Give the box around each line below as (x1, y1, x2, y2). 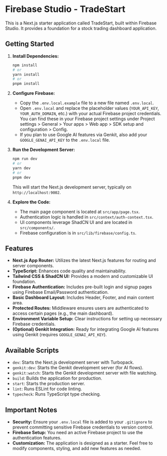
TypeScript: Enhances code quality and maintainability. (12, 268, 127, 274)
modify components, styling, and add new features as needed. (12, 445, 141, 451)
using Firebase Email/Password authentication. (12, 289, 109, 295)
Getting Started (5, 40, 54, 48)
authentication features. (12, 435, 62, 441)
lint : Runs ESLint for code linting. (12, 386, 82, 392)
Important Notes (5, 406, 57, 414)
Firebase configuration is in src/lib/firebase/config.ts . (19, 229, 137, 235)
